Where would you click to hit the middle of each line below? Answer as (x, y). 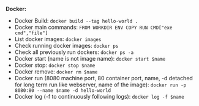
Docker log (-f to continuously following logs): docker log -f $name (99, 97)
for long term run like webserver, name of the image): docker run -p (100, 85)
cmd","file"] (31, 33)
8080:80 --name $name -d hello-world (63, 91)
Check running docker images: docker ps (66, 46)
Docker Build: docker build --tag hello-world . (76, 21)
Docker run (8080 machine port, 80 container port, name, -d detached (104, 78)
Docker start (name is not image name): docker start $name (90, 59)
